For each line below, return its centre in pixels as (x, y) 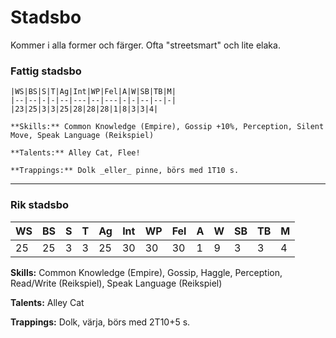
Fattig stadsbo (46, 71)
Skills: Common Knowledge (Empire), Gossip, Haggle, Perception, (146, 272)
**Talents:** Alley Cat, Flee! (75, 153)
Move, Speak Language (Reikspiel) (82, 136)
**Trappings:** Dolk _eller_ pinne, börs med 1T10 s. (125, 171)
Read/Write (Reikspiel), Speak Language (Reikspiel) (116, 283)
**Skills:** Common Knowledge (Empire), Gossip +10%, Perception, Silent (167, 127)
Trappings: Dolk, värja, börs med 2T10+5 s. (100, 322)
